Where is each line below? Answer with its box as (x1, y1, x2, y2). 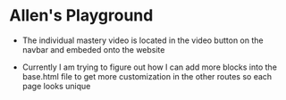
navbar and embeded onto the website (21, 44, 165, 54)
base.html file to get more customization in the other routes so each (21, 71, 273, 81)
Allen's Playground (9, 5, 154, 26)
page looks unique (21, 80, 91, 91)
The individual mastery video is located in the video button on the (21, 35, 264, 46)
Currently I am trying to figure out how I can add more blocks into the (21, 62, 277, 72)
